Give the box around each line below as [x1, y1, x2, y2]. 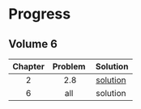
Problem [52, 61, 86, 72]
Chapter [12, 61, 45, 72]
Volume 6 [8, 37, 58, 51]
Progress [8, 5, 71, 23]
